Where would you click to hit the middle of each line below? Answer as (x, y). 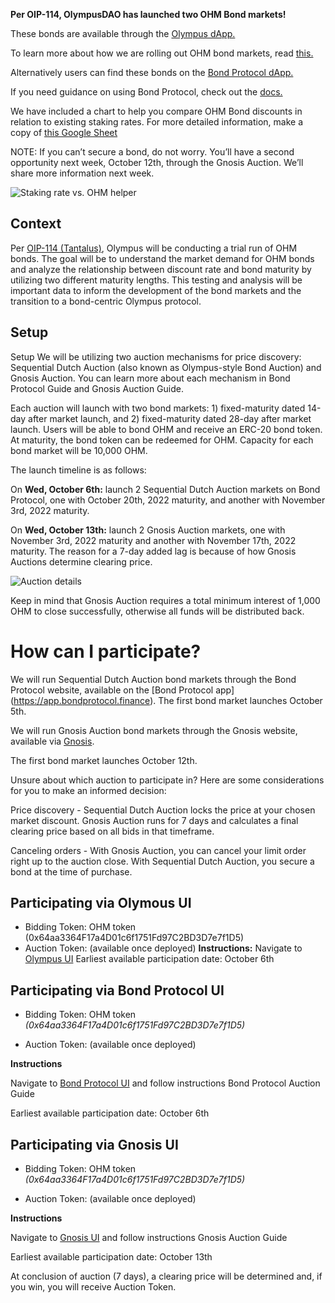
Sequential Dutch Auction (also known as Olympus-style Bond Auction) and (166, 367)
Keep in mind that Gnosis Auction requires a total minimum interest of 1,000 (165, 600)
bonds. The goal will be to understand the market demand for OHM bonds (162, 258)
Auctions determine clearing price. (81, 561)
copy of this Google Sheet (64, 132)
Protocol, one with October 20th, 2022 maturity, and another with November (168, 500)
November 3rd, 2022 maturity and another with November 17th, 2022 (153, 540)
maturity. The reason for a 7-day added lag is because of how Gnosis (153, 551)
